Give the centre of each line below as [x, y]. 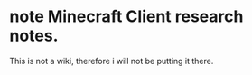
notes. [34, 36]
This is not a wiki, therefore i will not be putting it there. [112, 61]
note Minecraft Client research [126, 17]
